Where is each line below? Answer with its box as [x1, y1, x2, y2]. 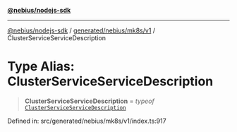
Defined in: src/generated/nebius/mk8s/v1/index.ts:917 [7, 116, 167, 125]
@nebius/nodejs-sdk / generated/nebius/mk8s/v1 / [7, 26, 156, 35]
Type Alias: [7, 59, 75, 75]
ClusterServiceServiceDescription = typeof [24, 97, 155, 105]
